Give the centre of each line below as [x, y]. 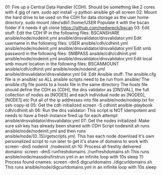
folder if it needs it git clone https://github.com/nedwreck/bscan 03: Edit [77, 28]
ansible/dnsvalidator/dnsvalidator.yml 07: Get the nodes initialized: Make [77, 121]
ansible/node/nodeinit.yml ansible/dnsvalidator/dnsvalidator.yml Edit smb [78, 48]
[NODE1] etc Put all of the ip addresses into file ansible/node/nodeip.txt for [80, 100]
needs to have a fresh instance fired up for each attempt [61, 115]
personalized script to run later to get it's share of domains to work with [76, 141]
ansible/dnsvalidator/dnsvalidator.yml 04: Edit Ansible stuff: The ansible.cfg [81, 74]
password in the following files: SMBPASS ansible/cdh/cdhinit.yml [71, 53]
